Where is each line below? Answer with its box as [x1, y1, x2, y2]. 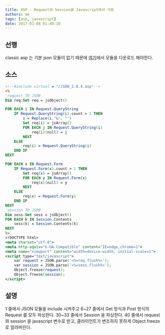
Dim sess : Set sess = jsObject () [5, 212, 72, 217]
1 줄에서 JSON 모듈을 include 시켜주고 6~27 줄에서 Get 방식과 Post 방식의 [5, 305, 150, 312]
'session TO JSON [5, 207, 41, 213]
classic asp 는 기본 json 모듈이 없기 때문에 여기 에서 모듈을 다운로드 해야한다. [5, 55, 153, 61]
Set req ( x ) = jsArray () [23, 171, 72, 176]
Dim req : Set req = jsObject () [5, 97, 68, 103]
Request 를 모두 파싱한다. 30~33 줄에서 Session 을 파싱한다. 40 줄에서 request [5, 312, 161, 318]
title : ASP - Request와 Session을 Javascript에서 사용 [5, 7, 115, 12]
